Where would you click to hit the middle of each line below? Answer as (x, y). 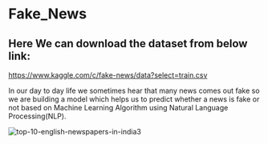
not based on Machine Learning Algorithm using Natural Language (118, 108)
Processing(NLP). (37, 116)
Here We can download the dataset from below (128, 44)
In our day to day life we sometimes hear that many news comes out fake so (134, 90)
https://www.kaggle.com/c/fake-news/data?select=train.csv (108, 75)
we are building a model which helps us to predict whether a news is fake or (134, 99)
